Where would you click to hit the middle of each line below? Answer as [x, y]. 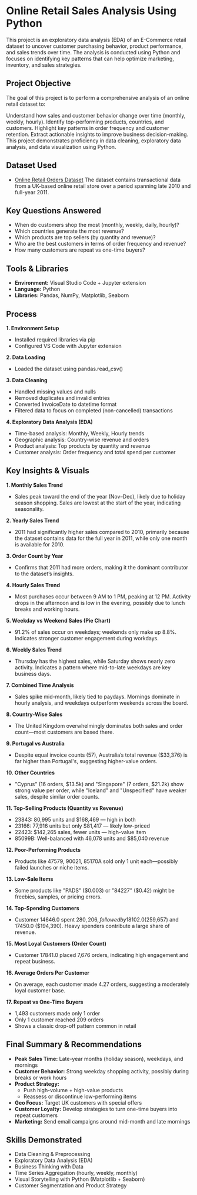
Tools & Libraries [37, 268]
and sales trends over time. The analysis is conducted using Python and [93, 52]
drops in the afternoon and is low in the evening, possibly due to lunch [100, 603]
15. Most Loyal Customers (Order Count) [56, 943]
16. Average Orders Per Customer [48, 972]
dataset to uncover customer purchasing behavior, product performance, [95, 46]
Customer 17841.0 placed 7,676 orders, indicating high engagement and [101, 955]
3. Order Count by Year [35, 556]
